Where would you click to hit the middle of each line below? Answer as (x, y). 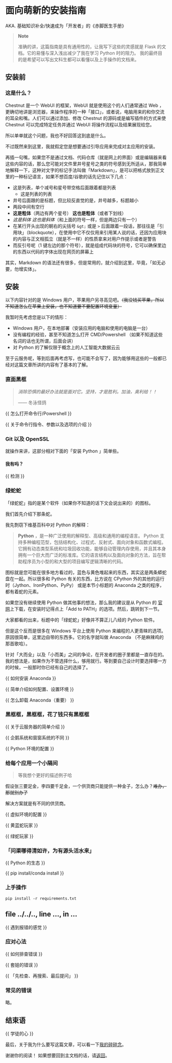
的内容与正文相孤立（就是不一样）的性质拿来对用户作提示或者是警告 (84, 239)
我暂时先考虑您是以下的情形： (37, 317)
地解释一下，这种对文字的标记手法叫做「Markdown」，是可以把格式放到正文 (85, 170)
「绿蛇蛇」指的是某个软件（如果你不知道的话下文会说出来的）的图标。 (79, 503)
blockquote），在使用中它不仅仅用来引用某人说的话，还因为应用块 (98, 232)
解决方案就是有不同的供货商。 (37, 804)
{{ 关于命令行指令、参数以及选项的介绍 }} (49, 424)
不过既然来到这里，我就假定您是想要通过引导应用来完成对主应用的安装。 (81, 146)
